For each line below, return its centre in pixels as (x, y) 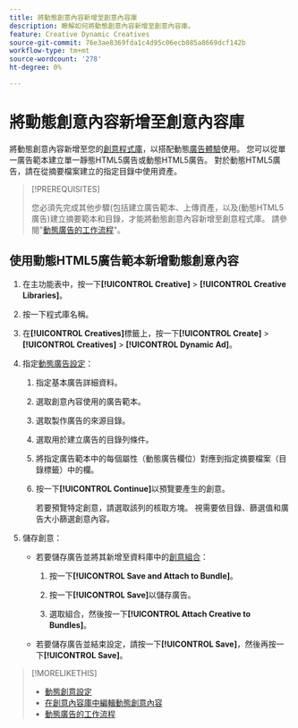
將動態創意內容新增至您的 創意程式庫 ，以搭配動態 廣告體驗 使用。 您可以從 (144, 148)
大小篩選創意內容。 (79, 519)
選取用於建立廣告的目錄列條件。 (94, 439)
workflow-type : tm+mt (50, 51)
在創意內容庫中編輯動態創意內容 (103, 702)
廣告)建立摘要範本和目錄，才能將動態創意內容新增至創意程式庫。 (150, 218)
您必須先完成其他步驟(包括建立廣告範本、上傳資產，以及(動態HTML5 (158, 207)
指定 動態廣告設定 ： (58, 363)
